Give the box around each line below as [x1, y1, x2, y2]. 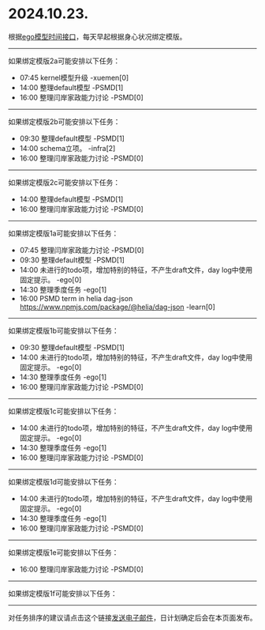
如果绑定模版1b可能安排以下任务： [8, 326, 120, 335]
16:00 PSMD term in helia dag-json [19, 293, 133, 303]
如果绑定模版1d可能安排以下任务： [8, 477, 120, 486]
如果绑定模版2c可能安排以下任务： [8, 177, 121, 187]
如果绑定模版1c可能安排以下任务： [8, 406, 119, 416]
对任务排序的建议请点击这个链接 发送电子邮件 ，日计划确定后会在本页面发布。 [8, 613, 257, 622]
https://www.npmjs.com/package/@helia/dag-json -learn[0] [19, 302, 215, 311]
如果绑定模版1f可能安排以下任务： [8, 588, 118, 598]
